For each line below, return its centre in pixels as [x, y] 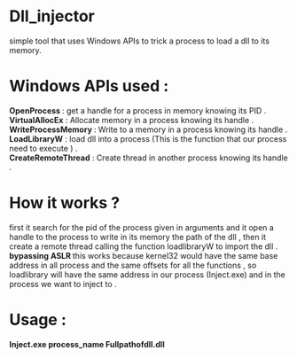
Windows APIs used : [89, 86]
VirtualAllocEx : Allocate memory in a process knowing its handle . [132, 120]
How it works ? [65, 203]
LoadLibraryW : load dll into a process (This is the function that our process [148, 138]
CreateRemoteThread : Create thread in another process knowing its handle [148, 158]
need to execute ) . [43, 148]
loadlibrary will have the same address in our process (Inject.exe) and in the [147, 274]
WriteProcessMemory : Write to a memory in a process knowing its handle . [148, 129]
